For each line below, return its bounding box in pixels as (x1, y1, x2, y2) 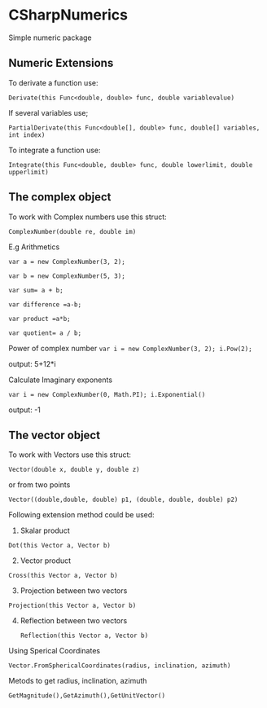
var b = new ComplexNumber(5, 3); (8, 271, 126, 280)
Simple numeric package (8, 33, 92, 42)
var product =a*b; (8, 314, 71, 323)
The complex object (8, 190, 112, 204)
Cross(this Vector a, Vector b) (8, 572, 118, 580)
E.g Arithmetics (8, 242, 60, 252)
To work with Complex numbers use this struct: (8, 212, 167, 222)
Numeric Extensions (8, 56, 114, 70)
